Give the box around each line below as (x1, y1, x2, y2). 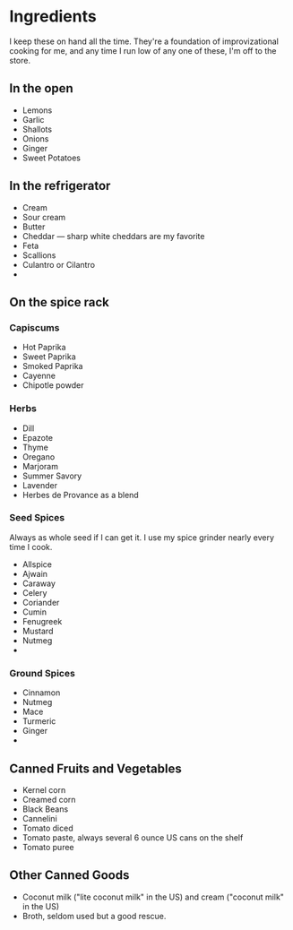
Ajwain (22, 568, 47, 579)
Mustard (22, 625, 54, 636)
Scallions (22, 249, 56, 261)
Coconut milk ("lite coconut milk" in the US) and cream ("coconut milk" (22, 891, 285, 902)
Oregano (22, 451, 56, 462)
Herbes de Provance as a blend (22, 489, 139, 500)
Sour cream (22, 211, 66, 222)
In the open (9, 81, 73, 96)
